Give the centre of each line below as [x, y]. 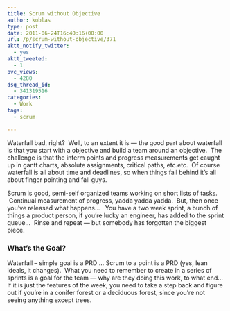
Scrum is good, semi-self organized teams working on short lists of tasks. [113, 193]
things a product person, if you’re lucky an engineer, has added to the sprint [116, 215]
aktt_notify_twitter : [38, 46]
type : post [23, 26]
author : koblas [29, 20]
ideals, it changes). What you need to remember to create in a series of [110, 270]
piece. [16, 230]
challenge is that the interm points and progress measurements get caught [114, 158]
